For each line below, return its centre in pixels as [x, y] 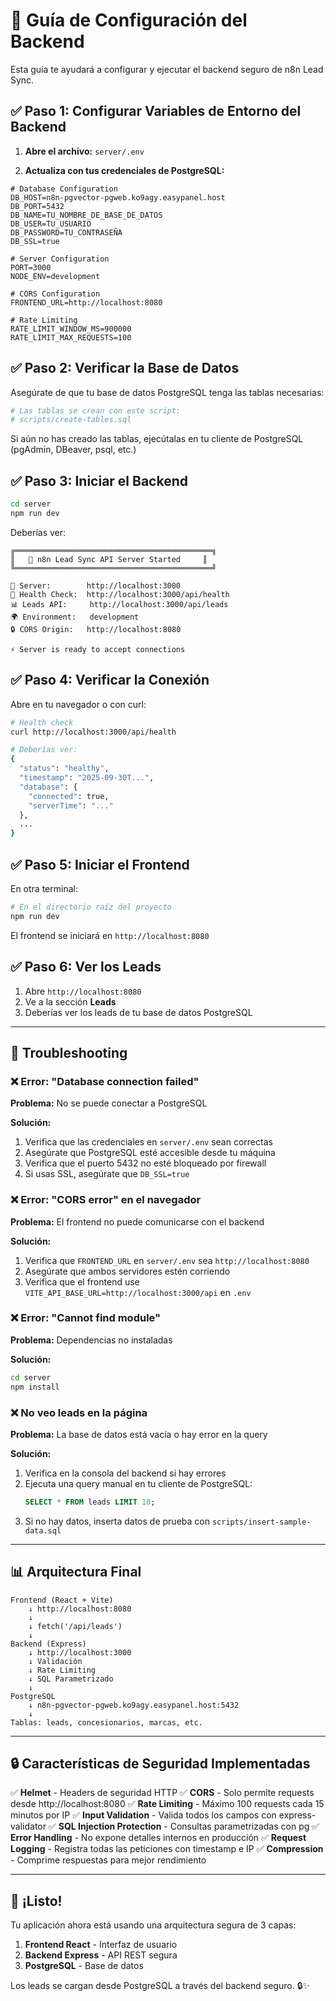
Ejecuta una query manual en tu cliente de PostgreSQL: [138, 1483]
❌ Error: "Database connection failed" [105, 1081]
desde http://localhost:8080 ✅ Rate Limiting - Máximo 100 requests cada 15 [167, 1804]
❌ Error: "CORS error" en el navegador [106, 1200]
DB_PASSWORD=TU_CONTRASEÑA [66, 232]
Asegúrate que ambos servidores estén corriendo [127, 1271]
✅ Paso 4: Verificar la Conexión [110, 680]
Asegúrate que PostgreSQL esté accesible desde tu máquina [150, 1153]
